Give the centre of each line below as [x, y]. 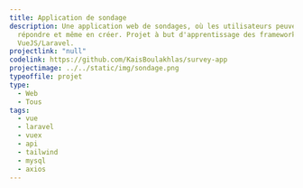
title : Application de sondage [68, 18]
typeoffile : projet [46, 77]
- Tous [30, 102]
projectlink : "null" [48, 52]
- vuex [30, 136]
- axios [32, 169]
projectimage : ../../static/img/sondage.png [94, 69]
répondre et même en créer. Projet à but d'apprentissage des [137, 34]
